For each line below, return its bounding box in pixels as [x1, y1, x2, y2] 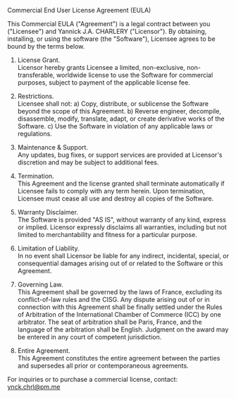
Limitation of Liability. [17, 244, 80, 253]
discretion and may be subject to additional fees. [17, 158, 159, 167]
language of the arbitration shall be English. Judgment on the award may [17, 325, 229, 334]
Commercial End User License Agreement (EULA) [7, 6, 151, 14]
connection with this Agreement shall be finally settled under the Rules [17, 303, 223, 311]
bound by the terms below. [7, 42, 85, 50]
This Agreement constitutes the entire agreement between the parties [17, 354, 221, 362]
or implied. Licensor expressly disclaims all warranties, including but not [17, 223, 227, 231]
